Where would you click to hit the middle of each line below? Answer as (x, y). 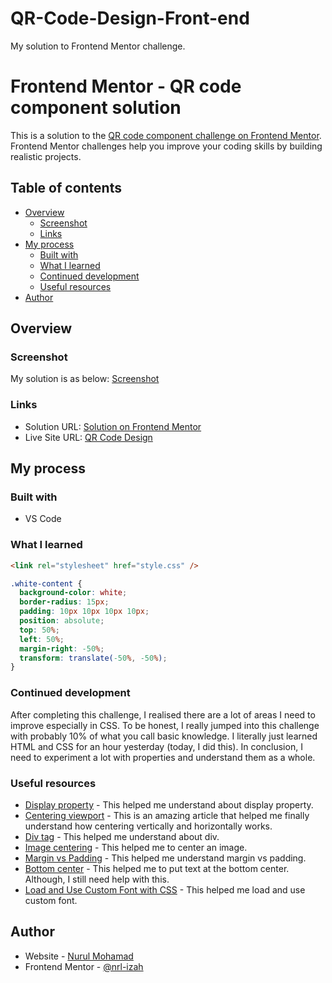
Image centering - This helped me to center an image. (136, 847)
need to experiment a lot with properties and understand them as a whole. (163, 757)
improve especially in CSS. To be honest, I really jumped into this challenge (165, 725)
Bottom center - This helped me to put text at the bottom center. (157, 868)
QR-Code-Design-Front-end (130, 18)
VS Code (43, 519)
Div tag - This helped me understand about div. (122, 836)
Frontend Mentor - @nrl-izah (84, 966)
